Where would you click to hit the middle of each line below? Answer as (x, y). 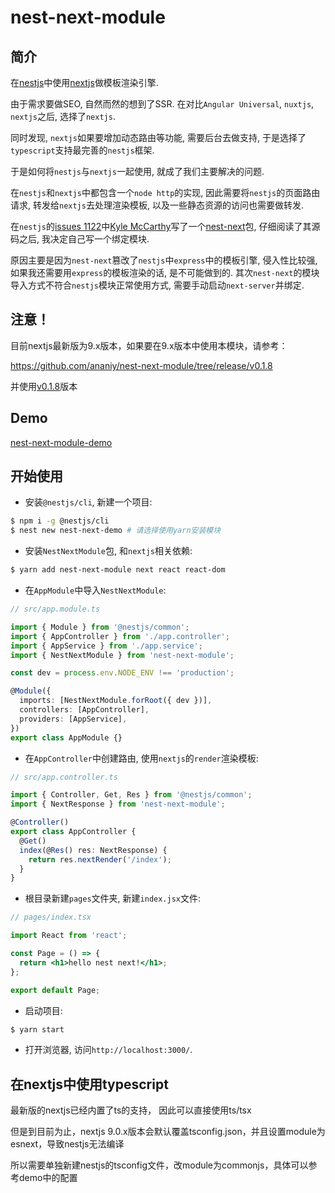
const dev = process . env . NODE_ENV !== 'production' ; (122, 673)
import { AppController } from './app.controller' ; (120, 636)
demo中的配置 (48, 1178)
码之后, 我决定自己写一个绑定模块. (80, 239)
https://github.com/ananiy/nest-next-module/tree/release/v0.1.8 (141, 365)
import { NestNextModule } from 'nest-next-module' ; (122, 655)
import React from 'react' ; (69, 936)
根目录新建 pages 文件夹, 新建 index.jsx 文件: (113, 898)
